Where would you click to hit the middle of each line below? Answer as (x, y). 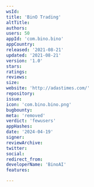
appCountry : (20, 45)
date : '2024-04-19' (30, 132)
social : (15, 153)
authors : (17, 28)
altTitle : (18, 22)
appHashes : (19, 126)
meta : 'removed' (26, 115)
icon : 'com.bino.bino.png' (39, 104)
